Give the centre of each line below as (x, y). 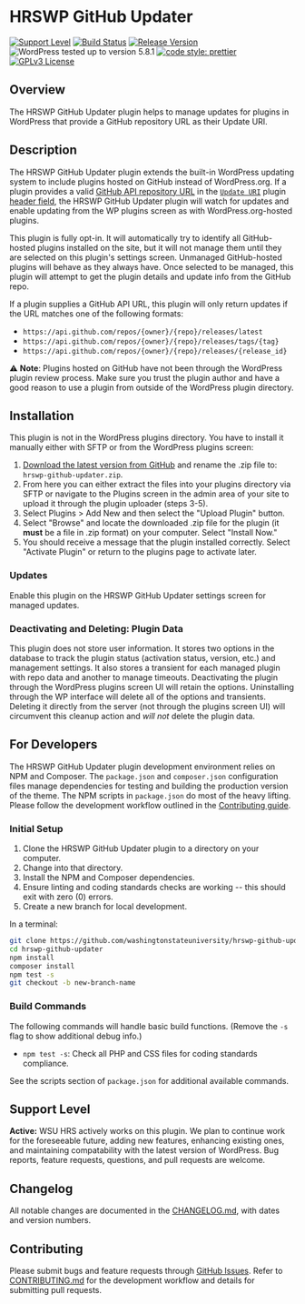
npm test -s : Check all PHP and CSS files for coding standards (140, 1053)
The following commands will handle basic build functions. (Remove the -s (149, 1026)
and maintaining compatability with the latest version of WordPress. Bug (144, 1150)
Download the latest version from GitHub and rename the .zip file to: (150, 465)
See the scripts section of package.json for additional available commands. (149, 1080)
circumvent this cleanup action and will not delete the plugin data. (133, 716)
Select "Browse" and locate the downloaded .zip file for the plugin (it (151, 523)
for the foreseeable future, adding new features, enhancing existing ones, (147, 1141)
